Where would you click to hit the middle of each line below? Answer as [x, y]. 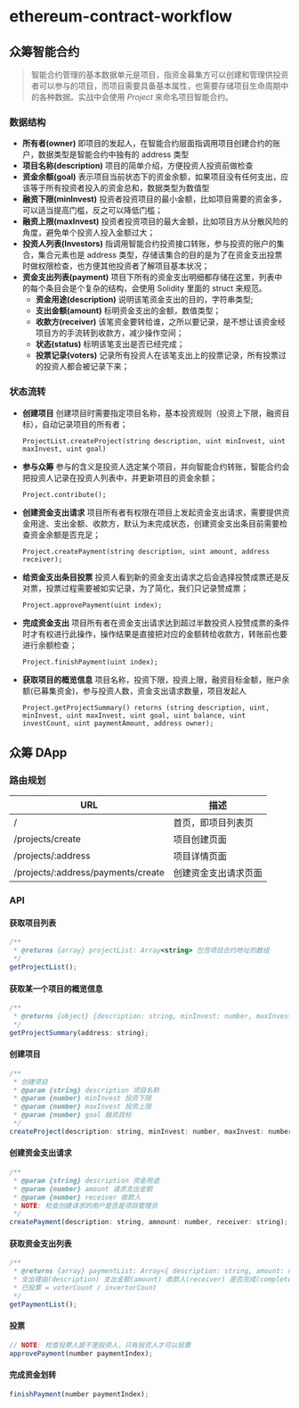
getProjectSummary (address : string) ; [79, 1032]
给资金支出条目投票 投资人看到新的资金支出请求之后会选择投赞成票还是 [152, 576]
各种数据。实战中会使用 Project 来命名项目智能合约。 [136, 97]
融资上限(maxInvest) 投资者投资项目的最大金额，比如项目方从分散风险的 [155, 221]
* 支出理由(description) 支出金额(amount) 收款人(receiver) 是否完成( [137, 1280]
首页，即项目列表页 [213, 823]
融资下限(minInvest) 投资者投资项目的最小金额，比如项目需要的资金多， [154, 199]
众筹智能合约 [44, 51]
